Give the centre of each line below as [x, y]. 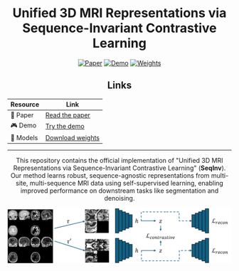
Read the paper [68, 115]
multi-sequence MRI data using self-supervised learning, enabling [127, 183]
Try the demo [65, 127]
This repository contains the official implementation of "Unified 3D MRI [119, 160]
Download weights [72, 138]
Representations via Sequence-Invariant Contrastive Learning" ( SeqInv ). [119, 168]
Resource [25, 105]
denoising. [119, 198]
